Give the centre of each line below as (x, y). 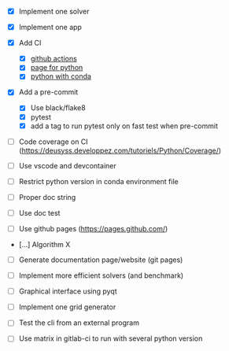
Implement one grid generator (67, 307)
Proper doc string (47, 197)
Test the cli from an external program (79, 323)
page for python (57, 68)
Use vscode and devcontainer (67, 165)
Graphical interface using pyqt (68, 291)
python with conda (61, 76)
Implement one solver (54, 11)
